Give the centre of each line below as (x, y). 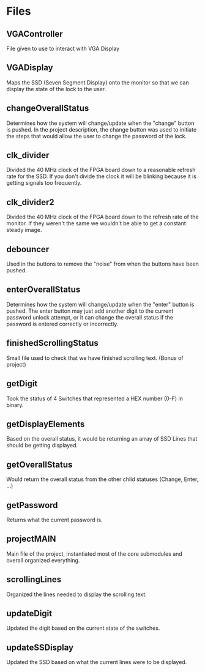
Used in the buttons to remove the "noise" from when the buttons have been (102, 264)
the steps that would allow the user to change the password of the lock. (97, 136)
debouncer (28, 249)
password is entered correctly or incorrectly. (62, 324)
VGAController (35, 34)
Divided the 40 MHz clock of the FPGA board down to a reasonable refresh (101, 170)
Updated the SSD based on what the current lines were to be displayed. (97, 662)
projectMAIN (31, 539)
